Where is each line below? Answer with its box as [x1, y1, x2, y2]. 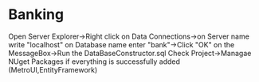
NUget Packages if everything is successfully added [8, 57, 181, 66]
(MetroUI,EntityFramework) [8, 65, 98, 74]
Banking [8, 6, 65, 24]
